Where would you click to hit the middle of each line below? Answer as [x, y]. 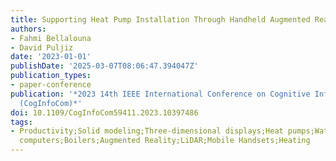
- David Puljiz [42, 47]
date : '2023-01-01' [51, 57]
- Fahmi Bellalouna [51, 38]
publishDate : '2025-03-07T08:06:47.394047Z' [104, 66]
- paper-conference [51, 85]
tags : [21, 122]
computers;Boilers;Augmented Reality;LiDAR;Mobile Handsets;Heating [165, 141]
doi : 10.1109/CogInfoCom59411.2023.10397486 [104, 112]
